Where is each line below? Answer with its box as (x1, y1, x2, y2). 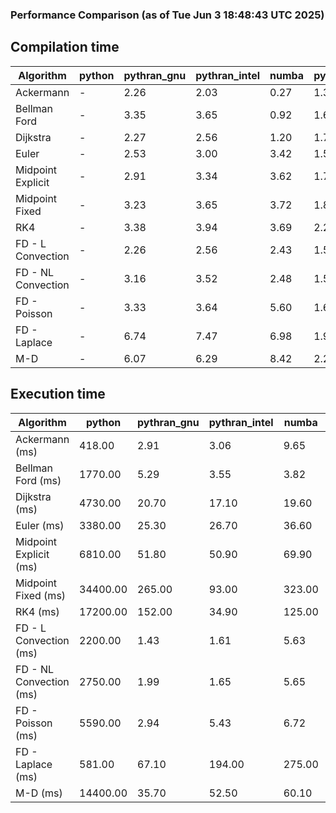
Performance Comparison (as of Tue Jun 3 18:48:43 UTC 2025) (10, 8, 325, 22)
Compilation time (10, 39, 120, 56)
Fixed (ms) (15, 588, 67, 602)
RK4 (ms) (15, 604, 60, 618)
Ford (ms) (15, 473, 62, 487)
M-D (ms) (15, 786, 63, 800)
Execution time (10, 386, 106, 403)
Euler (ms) (15, 518, 65, 532)
